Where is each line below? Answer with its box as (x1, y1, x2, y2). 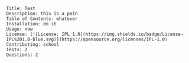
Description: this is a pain (6, 11, 78, 16)
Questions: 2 (6, 52, 38, 58)
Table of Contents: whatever (6, 16, 78, 22)
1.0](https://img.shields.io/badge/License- (71, 31, 184, 37)
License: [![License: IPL (6, 31, 70, 37)
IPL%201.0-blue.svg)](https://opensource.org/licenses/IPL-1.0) (6, 37, 168, 42)
